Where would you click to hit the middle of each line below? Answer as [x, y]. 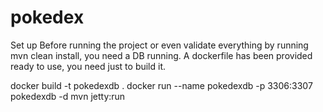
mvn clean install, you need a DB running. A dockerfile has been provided [161, 55]
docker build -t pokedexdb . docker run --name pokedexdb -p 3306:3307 [161, 85]
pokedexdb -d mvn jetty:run [68, 96]
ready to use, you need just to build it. [88, 66]
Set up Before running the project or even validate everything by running [159, 45]
